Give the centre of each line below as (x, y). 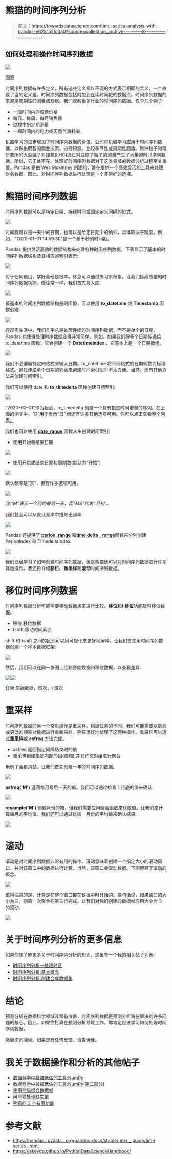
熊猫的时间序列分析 (46, 10)
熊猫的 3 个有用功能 (34, 1103)
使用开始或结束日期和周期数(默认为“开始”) (57, 462)
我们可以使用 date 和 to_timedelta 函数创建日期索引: (60, 387)
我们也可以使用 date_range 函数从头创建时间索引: (58, 431)
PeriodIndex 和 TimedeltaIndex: (38, 541)
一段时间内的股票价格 (35, 112)
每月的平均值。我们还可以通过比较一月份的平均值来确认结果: (73, 814)
